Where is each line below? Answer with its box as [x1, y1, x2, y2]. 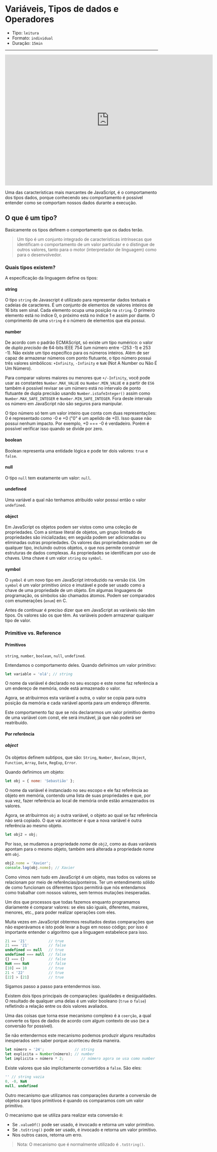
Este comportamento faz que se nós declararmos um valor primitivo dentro [5, 710, 155, 716]
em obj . [5, 851, 20, 857]
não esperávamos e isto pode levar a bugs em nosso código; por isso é [5, 924, 148, 930]
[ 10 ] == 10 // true [5, 965, 64, 970]
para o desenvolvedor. [17, 252, 62, 258]
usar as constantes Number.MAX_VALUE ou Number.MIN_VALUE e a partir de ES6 [5, 380, 154, 386]
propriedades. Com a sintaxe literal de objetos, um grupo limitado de [5, 529, 142, 535]
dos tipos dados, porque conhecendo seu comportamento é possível [5, 194, 143, 200]
